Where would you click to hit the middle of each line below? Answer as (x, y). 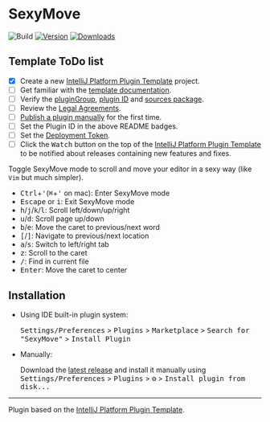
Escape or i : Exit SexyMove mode (77, 202)
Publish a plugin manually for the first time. (91, 117)
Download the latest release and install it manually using (113, 370)
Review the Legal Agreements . (71, 108)
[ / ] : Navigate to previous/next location (84, 236)
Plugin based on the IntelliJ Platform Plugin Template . (96, 410)
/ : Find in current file (55, 261)
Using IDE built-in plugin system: (74, 315)
